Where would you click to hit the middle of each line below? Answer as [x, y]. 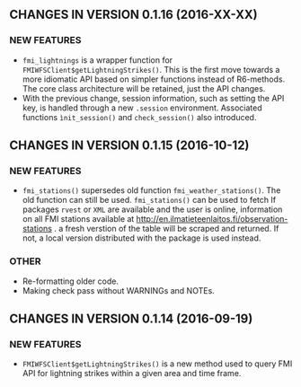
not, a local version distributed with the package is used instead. [142, 238]
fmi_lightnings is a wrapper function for [97, 60]
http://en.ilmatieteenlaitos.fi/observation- [212, 219]
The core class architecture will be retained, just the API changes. [144, 88]
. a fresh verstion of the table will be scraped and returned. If [166, 229]
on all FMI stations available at [78, 219]
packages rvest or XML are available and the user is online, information [152, 209]
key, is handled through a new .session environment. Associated [142, 108]
